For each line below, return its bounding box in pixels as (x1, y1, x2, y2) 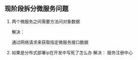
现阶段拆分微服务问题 (4, 4, 69, 13)
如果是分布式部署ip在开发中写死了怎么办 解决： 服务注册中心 (11, 49, 133, 55)
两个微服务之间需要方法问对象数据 (11, 19, 80, 24)
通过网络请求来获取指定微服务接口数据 (11, 39, 88, 45)
